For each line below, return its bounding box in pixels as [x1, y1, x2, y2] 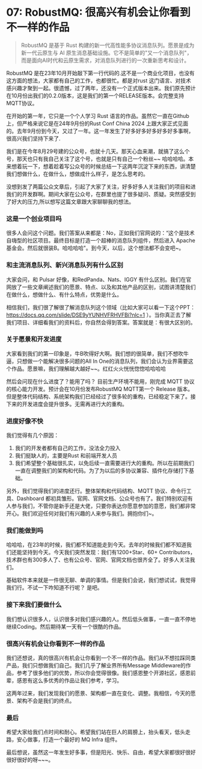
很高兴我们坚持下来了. [6, 135, 61, 142]
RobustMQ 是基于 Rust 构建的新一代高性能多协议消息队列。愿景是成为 [20, 42, 195, 49]
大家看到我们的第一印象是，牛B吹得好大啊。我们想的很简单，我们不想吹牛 [6, 350, 189, 357]
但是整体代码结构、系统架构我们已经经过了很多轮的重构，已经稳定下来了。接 [6, 392, 196, 400]
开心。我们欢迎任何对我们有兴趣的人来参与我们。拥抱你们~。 [6, 510, 158, 517]
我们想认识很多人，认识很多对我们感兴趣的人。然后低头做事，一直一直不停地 [6, 615, 196, 623]
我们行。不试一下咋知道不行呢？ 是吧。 [6, 584, 103, 591]
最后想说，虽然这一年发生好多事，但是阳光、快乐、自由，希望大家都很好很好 [6, 749, 196, 756]
